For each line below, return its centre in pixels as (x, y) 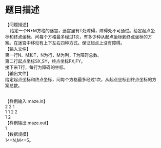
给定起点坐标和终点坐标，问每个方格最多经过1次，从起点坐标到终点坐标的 (79, 79)
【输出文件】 (18, 73)
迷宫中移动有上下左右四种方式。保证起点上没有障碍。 (71, 42)
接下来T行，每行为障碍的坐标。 (37, 67)
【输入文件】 (18, 49)
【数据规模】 (18, 134)
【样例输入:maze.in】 (26, 101)
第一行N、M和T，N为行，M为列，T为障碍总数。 (53, 55)
